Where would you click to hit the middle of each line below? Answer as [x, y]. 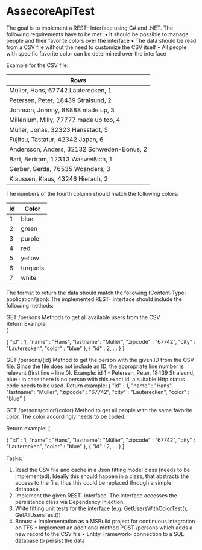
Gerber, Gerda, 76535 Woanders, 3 [60, 169]
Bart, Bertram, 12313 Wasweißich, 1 [61, 159]
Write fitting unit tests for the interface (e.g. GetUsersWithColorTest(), [101, 508]
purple [30, 238]
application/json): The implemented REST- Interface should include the [94, 299]
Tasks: [14, 458]
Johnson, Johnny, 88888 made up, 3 [62, 110]
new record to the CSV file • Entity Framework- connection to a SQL [99, 534]
